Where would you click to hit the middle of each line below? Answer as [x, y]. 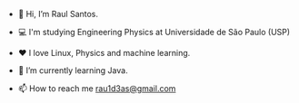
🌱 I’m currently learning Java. [73, 70]
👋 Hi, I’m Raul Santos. [58, 14]
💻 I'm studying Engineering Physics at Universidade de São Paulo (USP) [154, 32]
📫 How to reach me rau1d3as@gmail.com [97, 89]
